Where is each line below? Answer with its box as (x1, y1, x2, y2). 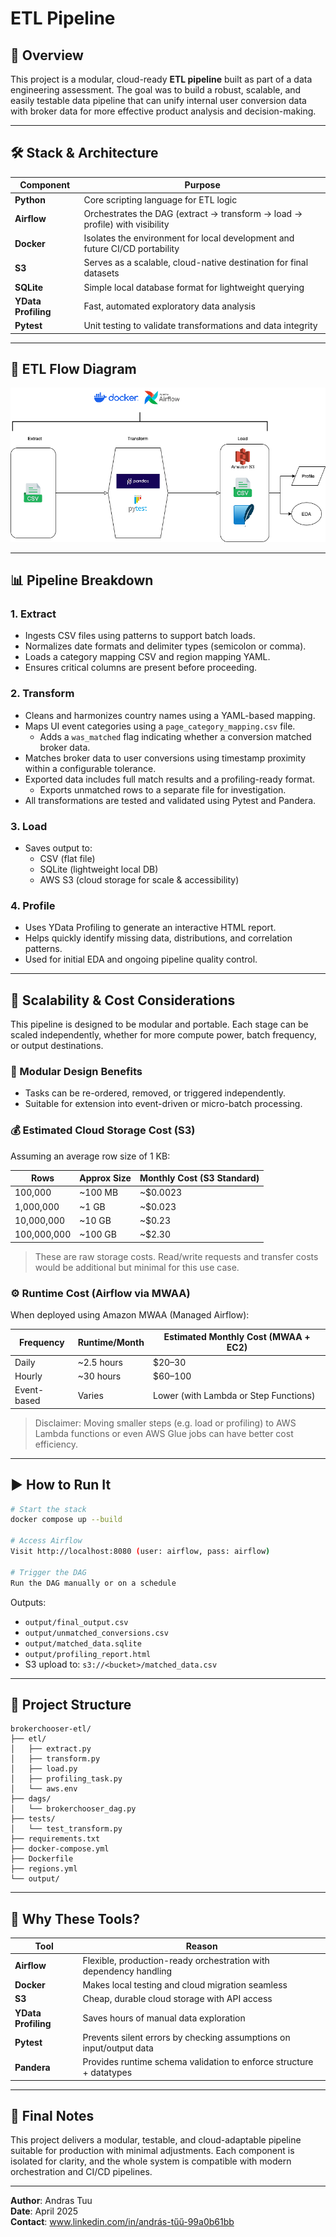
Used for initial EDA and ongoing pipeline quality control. (24, 953, 258, 966)
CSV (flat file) (39, 852, 96, 864)
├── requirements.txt (10, 1834, 101, 1844)
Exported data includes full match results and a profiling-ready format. (24, 773, 316, 785)
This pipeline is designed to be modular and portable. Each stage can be (10, 1018, 309, 1031)
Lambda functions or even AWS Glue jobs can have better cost (34, 1427, 294, 1439)
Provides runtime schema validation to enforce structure (82, 2056, 314, 2068)
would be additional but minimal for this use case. (34, 1261, 240, 1273)
